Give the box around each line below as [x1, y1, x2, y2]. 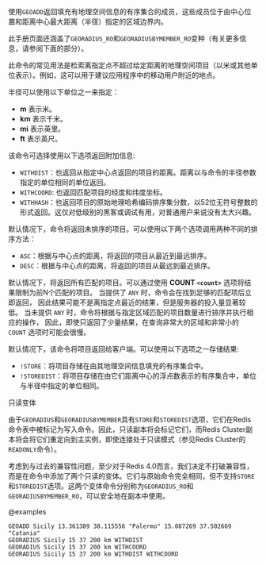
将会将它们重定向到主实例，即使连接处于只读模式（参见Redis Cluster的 [14, 435, 246, 444]
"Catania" [8, 529, 41, 537]
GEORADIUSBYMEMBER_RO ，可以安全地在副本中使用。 [8, 491, 170, 500]
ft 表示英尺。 [19, 134, 62, 143]
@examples [8, 507, 47, 516]
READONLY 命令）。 [8, 445, 62, 454]
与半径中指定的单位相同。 [19, 381, 104, 391]
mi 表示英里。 [19, 124, 66, 133]
